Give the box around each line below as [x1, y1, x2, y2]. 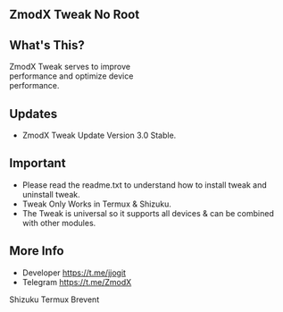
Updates [9, 106, 58, 122]
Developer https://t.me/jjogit [21, 267, 127, 278]
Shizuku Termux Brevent [9, 294, 100, 305]
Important [9, 156, 66, 171]
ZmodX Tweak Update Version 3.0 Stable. [21, 130, 177, 141]
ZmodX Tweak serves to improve [9, 62, 131, 72]
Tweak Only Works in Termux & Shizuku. [21, 198, 172, 209]
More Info [9, 243, 64, 258]
